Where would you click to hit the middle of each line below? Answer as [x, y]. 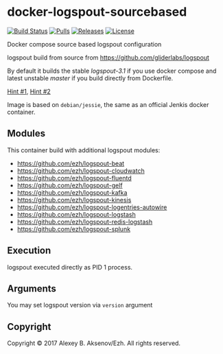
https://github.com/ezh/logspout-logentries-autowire [92, 207]
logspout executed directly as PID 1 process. [70, 267]
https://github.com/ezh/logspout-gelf [70, 185]
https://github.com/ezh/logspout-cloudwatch [81, 170]
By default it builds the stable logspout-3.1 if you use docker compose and [112, 71]
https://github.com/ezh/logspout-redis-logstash [85, 222]
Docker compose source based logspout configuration [84, 44]
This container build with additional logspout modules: [84, 150]
